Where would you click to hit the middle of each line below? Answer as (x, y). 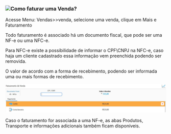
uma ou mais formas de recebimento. (45, 77)
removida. (16, 61)
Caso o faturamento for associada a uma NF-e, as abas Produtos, (74, 120)
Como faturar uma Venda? (44, 9)
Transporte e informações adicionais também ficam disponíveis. (73, 126)
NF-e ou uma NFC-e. (27, 40)
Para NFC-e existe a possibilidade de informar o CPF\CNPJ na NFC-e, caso (84, 51)
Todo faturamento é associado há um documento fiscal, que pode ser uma (84, 35)
